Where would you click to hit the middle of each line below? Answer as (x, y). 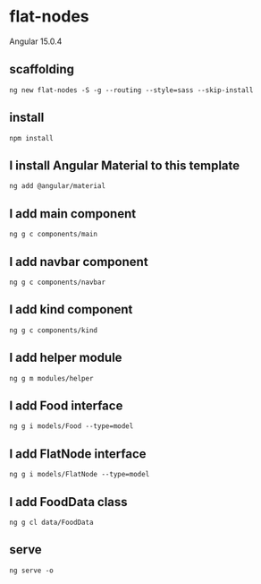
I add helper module (66, 358)
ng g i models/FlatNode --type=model (80, 475)
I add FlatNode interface (78, 454)
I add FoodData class (68, 502)
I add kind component (71, 309)
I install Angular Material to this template (125, 165)
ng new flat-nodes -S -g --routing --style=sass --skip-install (131, 90)
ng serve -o (31, 571)
